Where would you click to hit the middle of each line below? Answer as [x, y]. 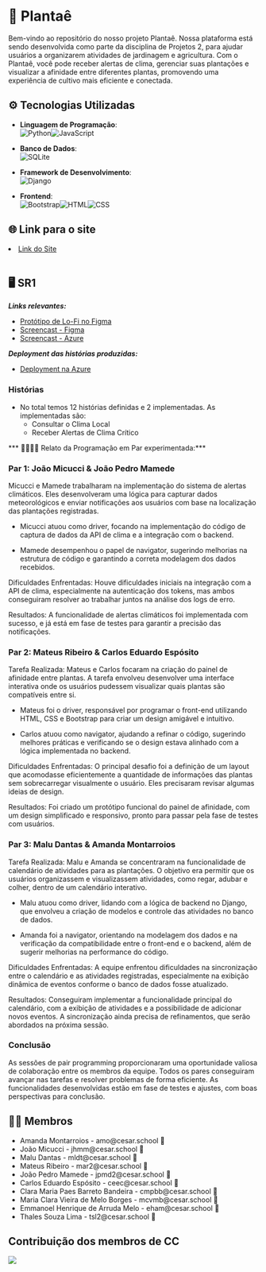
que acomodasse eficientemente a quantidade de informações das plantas [131, 775]
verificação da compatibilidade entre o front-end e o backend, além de [135, 943]
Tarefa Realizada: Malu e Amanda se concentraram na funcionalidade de [127, 862]
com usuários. [32, 824]
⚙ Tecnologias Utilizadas [71, 105]
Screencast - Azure [52, 338]
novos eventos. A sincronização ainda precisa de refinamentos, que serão [129, 1016]
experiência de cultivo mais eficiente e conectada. [91, 80]
